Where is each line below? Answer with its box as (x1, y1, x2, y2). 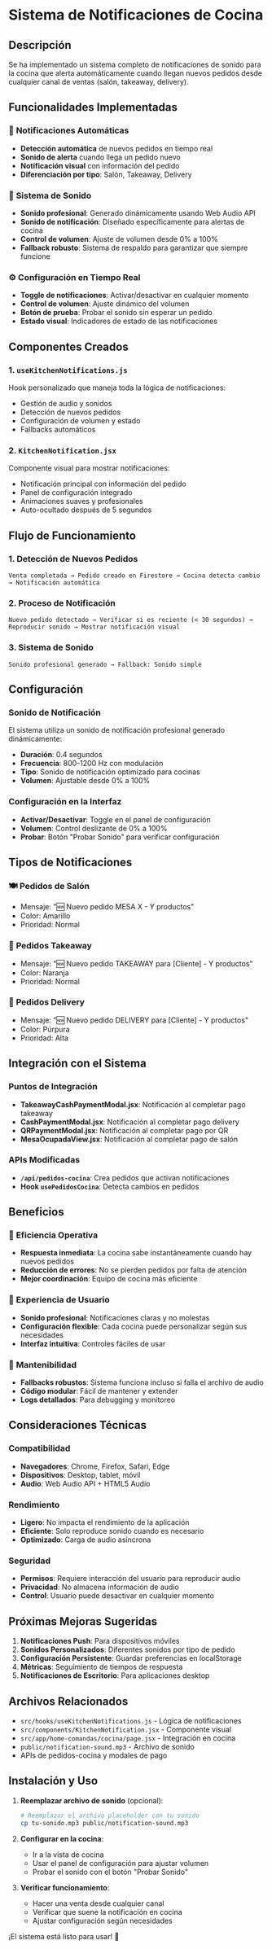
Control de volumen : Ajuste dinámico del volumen (20, 299, 190, 309)
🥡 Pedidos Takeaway (8, 940, 92, 952)
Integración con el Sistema (8, 1057, 147, 1071)
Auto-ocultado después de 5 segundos (20, 505, 152, 515)
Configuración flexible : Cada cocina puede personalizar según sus (20, 1321, 248, 1331)
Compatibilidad (8, 1443, 71, 1454)
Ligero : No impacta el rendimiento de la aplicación (20, 1518, 190, 1527)
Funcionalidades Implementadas (8, 100, 178, 115)
